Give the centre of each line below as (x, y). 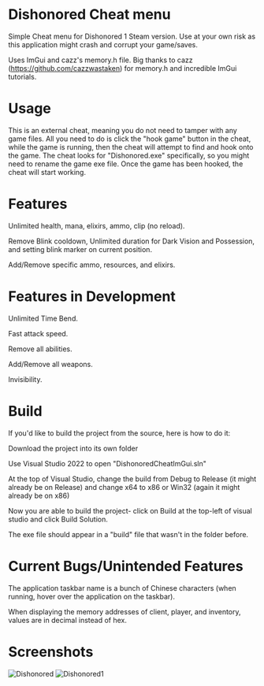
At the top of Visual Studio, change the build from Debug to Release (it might (132, 479)
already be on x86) (39, 495)
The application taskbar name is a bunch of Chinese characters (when (122, 588)
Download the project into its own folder (73, 448)
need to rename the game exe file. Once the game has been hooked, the (126, 164)
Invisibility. (25, 379)
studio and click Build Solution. (58, 519)
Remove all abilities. (40, 349)
